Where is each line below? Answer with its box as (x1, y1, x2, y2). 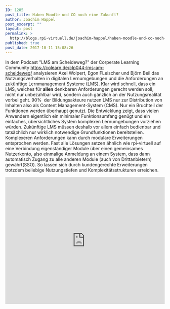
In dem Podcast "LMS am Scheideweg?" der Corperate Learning (5, 59, 140, 65)
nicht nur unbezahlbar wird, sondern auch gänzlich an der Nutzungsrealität (5, 91, 162, 97)
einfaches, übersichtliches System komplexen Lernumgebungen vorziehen (5, 118, 161, 124)
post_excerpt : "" (5, 21, 42, 27)
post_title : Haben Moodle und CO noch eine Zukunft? (5, 12, 119, 17)
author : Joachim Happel (5, 17, 56, 22)
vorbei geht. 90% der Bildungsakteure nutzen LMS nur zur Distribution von (5, 97, 163, 103)
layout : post (5, 26, 33, 31)
